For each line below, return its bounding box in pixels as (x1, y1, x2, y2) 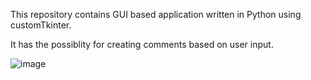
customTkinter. (10, 19, 72, 31)
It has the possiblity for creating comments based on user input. (10, 39, 274, 50)
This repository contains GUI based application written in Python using (10, 9, 302, 20)
